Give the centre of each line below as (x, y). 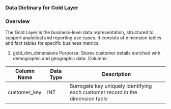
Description (117, 74)
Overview (18, 21)
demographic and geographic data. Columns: (60, 59)
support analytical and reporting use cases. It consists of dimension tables (83, 38)
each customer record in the (103, 92)
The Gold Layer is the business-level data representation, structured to (79, 33)
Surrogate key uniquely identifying (111, 86)
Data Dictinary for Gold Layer (42, 8)
